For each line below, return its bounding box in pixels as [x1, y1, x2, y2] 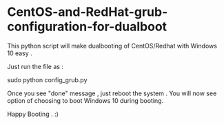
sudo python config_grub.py [7, 75, 88, 84]
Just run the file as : [7, 62, 64, 70]
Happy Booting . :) [7, 110, 59, 118]
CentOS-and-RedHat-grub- [7, 4, 168, 20]
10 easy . [7, 49, 32, 57]
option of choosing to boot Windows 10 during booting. [7, 96, 164, 104]
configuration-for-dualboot [7, 19, 167, 35]
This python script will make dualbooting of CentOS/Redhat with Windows [7, 41, 217, 50]
